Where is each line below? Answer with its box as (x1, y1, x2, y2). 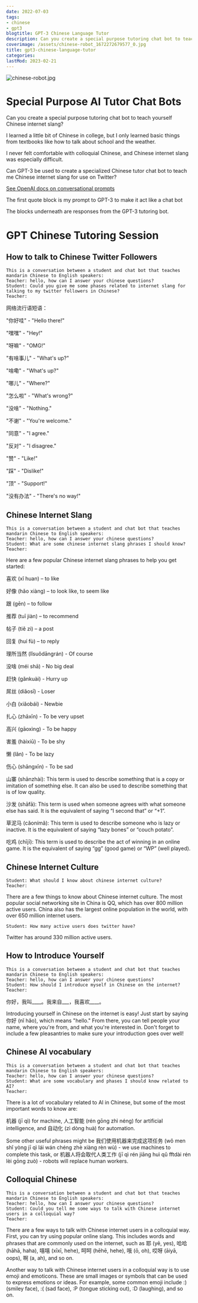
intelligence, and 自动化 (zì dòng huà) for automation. (6, 1124, 136, 1131)
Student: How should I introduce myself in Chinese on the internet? (6, 982, 181, 988)
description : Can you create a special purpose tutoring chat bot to (6, 36, 181, 42)
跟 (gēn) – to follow (6, 600, 52, 608)
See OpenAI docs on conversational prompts (6, 185, 115, 192)
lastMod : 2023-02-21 (6, 58, 57, 64)
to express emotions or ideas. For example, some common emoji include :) (6, 1278, 187, 1286)
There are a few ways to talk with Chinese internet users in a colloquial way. (6, 1226, 190, 1233)
